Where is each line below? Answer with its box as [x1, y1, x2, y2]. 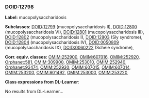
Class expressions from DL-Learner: [5, 79, 80, 85]
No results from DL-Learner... [5, 89, 64, 95]
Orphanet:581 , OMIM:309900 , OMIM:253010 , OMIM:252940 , [5, 59, 127, 65]
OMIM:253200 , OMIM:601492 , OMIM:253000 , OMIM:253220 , [5, 70, 129, 76]
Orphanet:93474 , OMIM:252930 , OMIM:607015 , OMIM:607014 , [5, 64, 131, 70]
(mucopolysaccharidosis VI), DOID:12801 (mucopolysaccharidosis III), [5, 29, 145, 35]
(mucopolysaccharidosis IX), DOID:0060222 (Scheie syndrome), [5, 45, 134, 51]
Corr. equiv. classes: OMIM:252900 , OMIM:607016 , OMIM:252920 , [5, 54, 140, 60]
